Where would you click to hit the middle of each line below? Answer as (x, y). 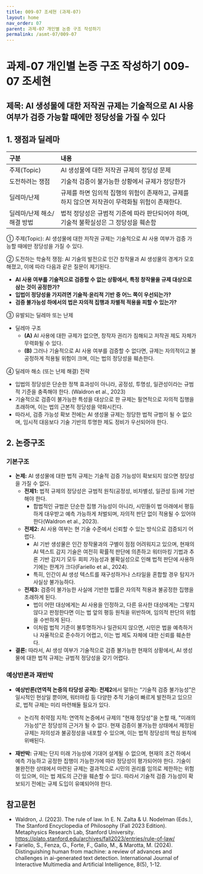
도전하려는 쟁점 (30, 181)
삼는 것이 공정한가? (37, 287)
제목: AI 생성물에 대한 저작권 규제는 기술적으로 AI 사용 (100, 106)
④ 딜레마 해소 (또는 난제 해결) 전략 (48, 371)
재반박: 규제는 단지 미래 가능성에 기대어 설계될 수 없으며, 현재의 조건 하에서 (103, 753)
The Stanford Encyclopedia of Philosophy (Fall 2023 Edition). (91, 826)
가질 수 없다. (36, 483)
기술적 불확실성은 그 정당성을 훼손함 (108, 222)
